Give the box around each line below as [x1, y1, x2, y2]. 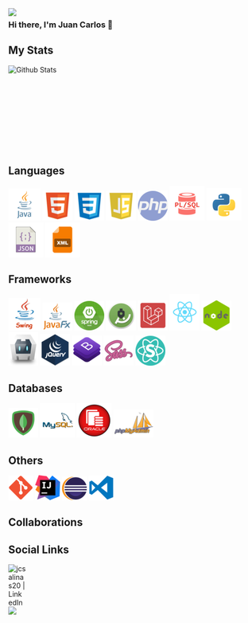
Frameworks [8, 272, 72, 286]
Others [8, 453, 44, 467]
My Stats [8, 44, 54, 57]
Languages [8, 164, 65, 178]
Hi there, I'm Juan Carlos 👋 [8, 19, 114, 30]
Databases [8, 382, 64, 395]
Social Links [8, 543, 70, 556]
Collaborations [8, 515, 83, 529]
